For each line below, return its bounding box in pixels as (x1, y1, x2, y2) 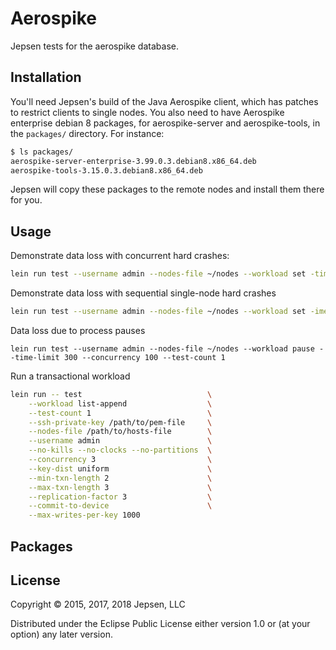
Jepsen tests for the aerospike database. (10, 40, 179, 52)
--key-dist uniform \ (28, 463, 213, 474)
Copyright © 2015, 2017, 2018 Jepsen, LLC (10, 598, 186, 611)
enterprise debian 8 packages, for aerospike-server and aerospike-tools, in (10, 117, 321, 129)
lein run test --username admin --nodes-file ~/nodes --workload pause (10, 343, 315, 354)
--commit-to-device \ (28, 501, 213, 511)
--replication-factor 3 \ (28, 492, 213, 502)
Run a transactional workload (10, 370, 131, 382)
